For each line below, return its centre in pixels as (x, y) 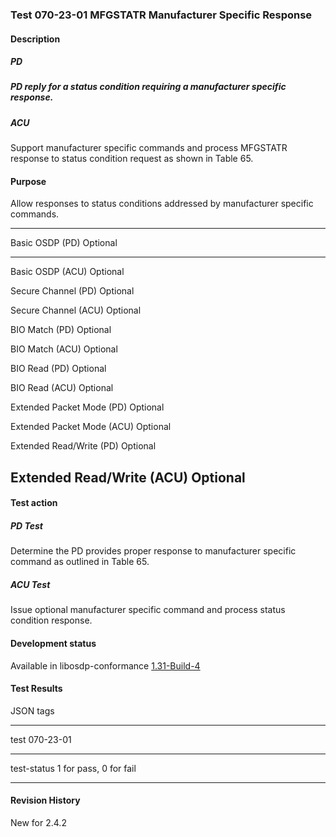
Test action (34, 503)
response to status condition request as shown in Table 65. (132, 159)
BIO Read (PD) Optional (58, 369)
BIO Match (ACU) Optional (64, 349)
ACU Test (30, 584)
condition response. (51, 620)
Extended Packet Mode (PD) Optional (87, 407)
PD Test (26, 526)
